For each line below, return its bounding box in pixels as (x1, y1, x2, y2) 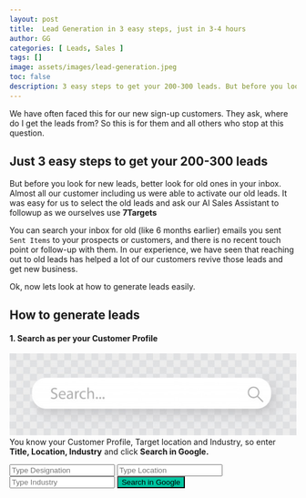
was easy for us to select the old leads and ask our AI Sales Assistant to (9, 197, 280, 208)
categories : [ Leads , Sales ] (9, 44, 125, 53)
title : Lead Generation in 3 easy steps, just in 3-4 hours (9, 24, 247, 34)
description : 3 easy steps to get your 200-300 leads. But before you (9, 82, 283, 91)
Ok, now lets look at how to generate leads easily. (9, 280, 196, 291)
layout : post (9, 15, 59, 24)
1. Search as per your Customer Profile (9, 332, 158, 343)
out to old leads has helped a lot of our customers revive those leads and (9, 253, 284, 264)
